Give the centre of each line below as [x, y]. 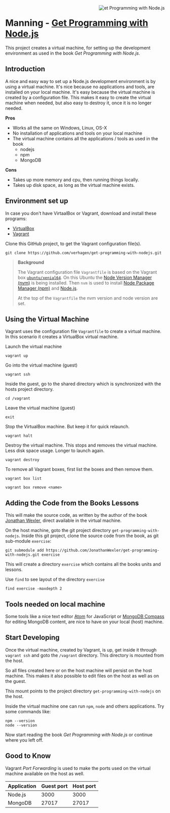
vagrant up [17, 356]
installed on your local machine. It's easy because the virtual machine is [80, 92]
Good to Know [28, 756]
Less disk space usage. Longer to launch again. [55, 451]
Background [31, 262]
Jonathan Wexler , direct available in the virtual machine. [63, 520]
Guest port [54, 786]
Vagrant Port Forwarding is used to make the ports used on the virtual [78, 768]
